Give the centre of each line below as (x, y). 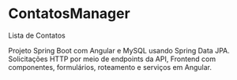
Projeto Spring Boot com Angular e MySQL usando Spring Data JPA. (119, 50)
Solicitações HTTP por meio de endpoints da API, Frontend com (112, 59)
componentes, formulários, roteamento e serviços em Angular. (110, 67)
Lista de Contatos (37, 35)
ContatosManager (69, 14)
